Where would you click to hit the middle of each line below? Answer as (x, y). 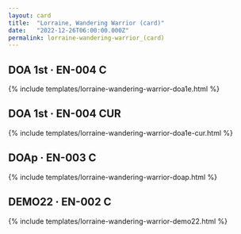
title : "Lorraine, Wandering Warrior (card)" (86, 23)
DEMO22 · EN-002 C (60, 202)
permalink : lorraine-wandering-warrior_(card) (86, 38)
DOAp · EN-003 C (52, 158)
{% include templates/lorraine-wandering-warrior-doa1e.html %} (114, 89)
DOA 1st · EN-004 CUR (65, 114)
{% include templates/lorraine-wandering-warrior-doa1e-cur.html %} (121, 132)
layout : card (30, 15)
